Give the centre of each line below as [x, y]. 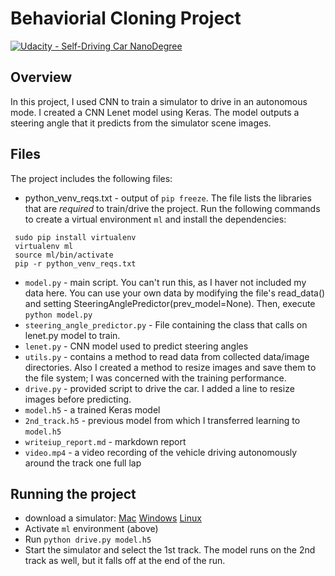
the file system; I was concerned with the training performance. [155, 378]
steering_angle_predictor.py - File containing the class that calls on [166, 324]
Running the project [73, 493]
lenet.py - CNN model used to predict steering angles [136, 346]
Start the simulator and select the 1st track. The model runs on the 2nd [170, 550]
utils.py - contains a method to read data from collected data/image [167, 356]
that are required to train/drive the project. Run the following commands [172, 208]
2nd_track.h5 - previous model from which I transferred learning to [162, 420]
